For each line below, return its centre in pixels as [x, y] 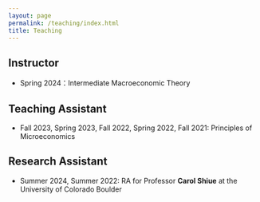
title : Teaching [35, 30]
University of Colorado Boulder [71, 189]
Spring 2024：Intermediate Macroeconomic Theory [105, 83]
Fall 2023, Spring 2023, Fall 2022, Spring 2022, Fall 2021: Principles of [136, 128]
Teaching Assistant [57, 109]
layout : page [30, 16]
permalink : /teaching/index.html [64, 23]
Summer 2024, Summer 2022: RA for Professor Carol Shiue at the [128, 180]
